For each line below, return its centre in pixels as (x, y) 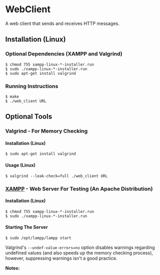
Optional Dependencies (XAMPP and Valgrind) (64, 54)
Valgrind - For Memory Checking (46, 131)
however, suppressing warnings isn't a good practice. (61, 258)
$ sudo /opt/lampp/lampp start (38, 238)
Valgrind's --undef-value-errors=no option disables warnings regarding (80, 247)
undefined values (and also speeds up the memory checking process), (79, 253)
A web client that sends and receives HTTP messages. (62, 23)
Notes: (13, 268)
